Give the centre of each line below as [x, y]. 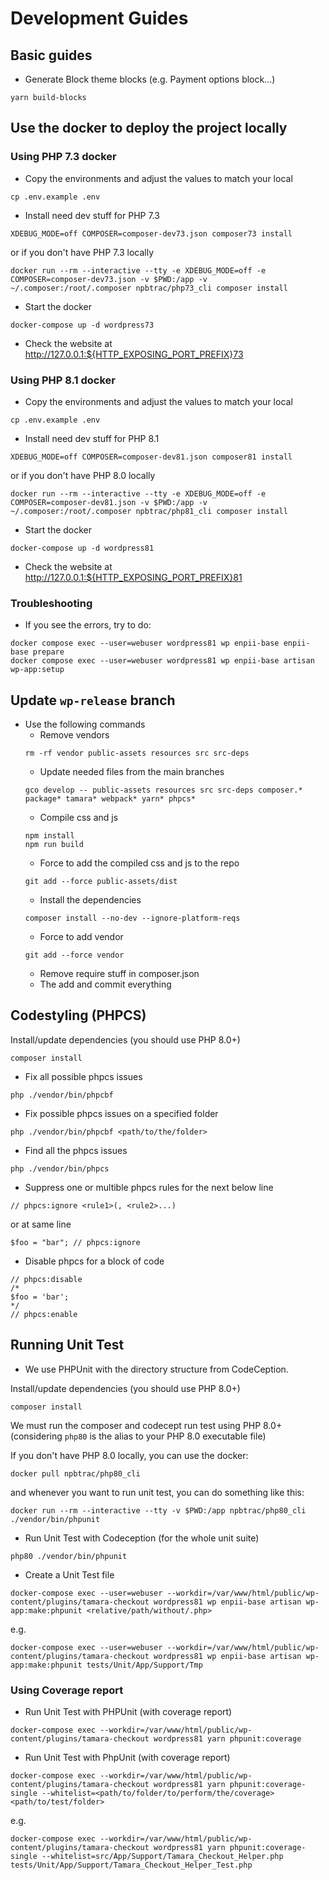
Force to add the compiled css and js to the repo [139, 863]
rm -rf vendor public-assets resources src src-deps [137, 753]
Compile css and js [79, 818]
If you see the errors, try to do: [88, 625]
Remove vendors [74, 735]
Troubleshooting [51, 603]
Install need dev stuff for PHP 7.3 [92, 215]
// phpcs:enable [44, 1314]
